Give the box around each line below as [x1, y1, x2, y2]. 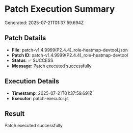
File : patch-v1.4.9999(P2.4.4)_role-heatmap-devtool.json [11, 47, 128, 53]
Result [4, 109, 25, 118]
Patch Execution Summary [4, 3, 115, 15]
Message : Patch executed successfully [11, 63, 92, 69]
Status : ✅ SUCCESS [11, 57, 53, 63]
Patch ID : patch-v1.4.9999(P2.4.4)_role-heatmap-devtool [11, 52, 128, 58]
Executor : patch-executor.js [11, 95, 69, 101]
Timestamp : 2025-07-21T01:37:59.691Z [11, 90, 93, 96]
